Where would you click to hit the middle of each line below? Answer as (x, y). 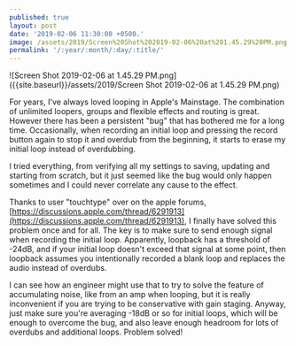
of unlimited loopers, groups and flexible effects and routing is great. (134, 111)
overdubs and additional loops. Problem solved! (96, 332)
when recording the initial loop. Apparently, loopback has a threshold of (140, 240)
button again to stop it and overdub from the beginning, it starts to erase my (148, 140)
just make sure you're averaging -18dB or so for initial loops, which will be (144, 313)
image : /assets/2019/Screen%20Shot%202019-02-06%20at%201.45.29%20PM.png (148, 42)
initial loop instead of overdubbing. (72, 149)
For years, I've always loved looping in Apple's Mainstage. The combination (147, 102)
